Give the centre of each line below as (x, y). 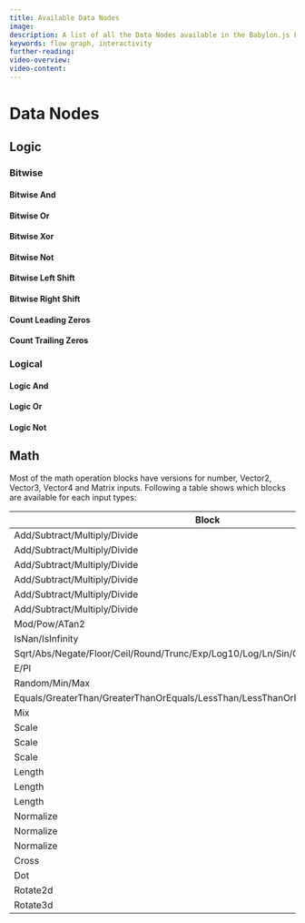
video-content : (38, 69)
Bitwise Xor (32, 237)
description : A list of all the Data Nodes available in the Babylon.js (150, 35)
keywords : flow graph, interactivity (81, 43)
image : (22, 26)
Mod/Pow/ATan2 (50, 624)
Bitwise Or (30, 216)
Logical (26, 364)
